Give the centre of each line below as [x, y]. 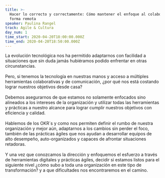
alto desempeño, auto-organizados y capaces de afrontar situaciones [76, 139]
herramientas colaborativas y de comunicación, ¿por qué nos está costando [82, 81]
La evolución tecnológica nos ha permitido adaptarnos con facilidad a [76, 55]
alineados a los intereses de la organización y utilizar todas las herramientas [82, 102]
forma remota [23, 19]
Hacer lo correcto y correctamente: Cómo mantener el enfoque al [78, 14]
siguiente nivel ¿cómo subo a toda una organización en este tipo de [73, 165]
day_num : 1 [16, 32]
